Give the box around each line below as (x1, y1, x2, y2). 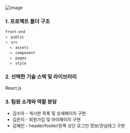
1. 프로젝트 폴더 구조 (5, 18, 51, 25)
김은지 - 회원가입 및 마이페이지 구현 (12, 116, 81, 122)
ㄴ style (9, 61, 27, 66)
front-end (5, 30, 26, 35)
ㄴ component (9, 50, 36, 55)
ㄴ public (5, 35, 25, 40)
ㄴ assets (9, 45, 29, 50)
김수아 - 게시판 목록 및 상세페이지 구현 (12, 110, 86, 116)
